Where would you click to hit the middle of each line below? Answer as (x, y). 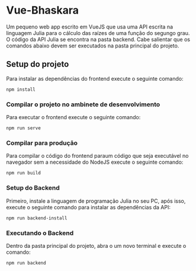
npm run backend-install (37, 218)
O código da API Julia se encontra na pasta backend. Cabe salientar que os (98, 39)
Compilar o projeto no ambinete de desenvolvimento (83, 104)
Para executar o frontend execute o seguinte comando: (73, 117)
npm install (21, 90)
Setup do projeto (38, 64)
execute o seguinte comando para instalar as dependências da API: (88, 207)
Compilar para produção (42, 143)
